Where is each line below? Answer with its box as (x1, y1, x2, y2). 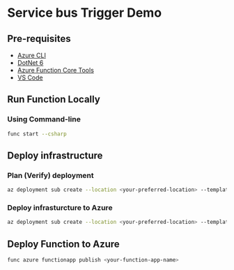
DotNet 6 (17, 59, 44, 67)
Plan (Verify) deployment (7, 170, 94, 180)
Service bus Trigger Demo (7, 5, 162, 21)
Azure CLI (17, 51, 47, 59)
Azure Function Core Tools (17, 66, 94, 74)
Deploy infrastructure (7, 149, 103, 161)
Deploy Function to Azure (7, 238, 120, 250)
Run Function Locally (7, 93, 101, 105)
